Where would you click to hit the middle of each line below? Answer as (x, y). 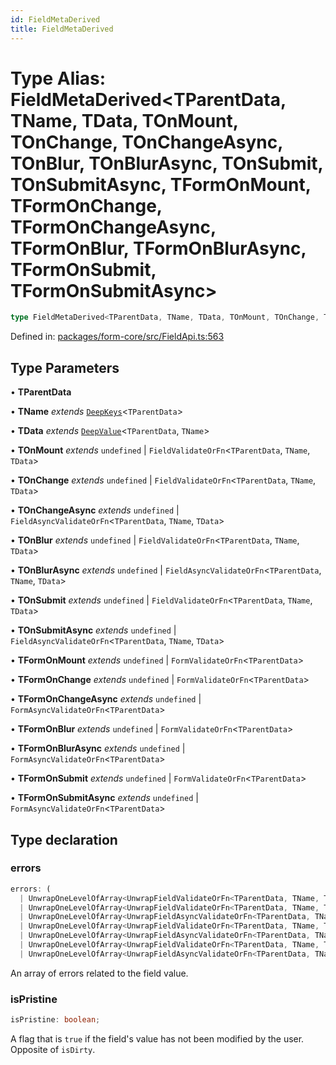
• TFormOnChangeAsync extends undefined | (106, 699)
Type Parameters (65, 367)
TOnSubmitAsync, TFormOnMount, (161, 184)
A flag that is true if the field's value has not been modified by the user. (157, 1038)
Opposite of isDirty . (53, 1049)
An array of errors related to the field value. (99, 973)
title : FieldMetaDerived (62, 29)
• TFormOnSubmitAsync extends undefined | (104, 798)
